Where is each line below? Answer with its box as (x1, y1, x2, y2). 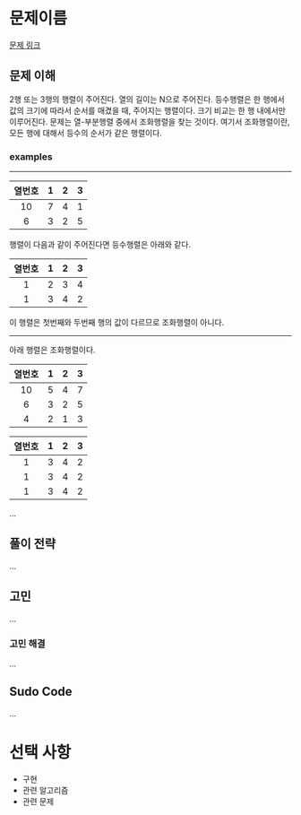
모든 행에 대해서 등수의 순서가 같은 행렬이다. (9, 127, 163, 138)
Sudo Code (9, 684, 73, 699)
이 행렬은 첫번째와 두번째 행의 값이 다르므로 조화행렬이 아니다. (9, 317, 225, 328)
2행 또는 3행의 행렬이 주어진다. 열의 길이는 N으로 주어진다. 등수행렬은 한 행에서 (9, 93, 285, 104)
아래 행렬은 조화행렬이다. (9, 344, 96, 355)
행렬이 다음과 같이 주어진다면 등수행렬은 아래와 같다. (9, 239, 191, 250)
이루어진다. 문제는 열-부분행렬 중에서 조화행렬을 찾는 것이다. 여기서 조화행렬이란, (9, 116, 290, 126)
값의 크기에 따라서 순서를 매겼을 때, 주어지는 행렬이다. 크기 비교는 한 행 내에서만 (9, 105, 287, 116)
